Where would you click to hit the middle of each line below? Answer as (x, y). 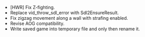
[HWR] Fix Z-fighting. (32, 7)
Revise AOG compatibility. (37, 23)
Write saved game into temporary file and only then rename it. (75, 29)
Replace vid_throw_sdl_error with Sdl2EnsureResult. (64, 13)
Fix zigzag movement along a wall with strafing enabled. (69, 18)
